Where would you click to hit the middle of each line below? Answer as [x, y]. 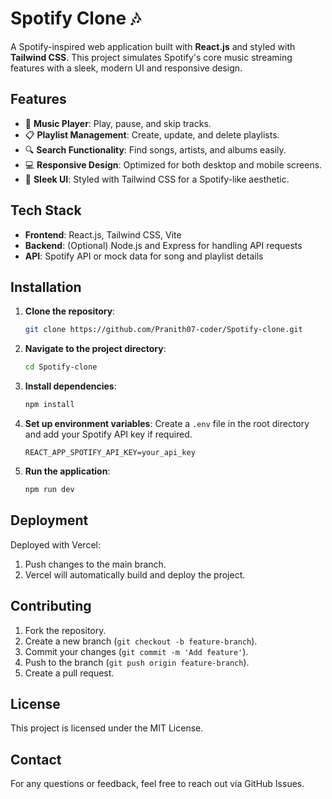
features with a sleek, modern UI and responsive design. [126, 68]
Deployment [49, 520]
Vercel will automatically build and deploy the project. [135, 574]
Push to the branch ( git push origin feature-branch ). [137, 662]
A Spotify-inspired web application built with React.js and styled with [153, 46]
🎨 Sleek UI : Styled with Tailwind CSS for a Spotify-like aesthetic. [157, 179]
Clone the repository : [70, 311]
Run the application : [67, 471]
